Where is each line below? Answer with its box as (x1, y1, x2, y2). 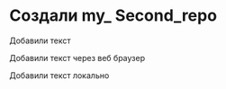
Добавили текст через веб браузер (9, 52, 146, 63)
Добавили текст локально (9, 69, 110, 81)
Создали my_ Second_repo (9, 5, 218, 26)
